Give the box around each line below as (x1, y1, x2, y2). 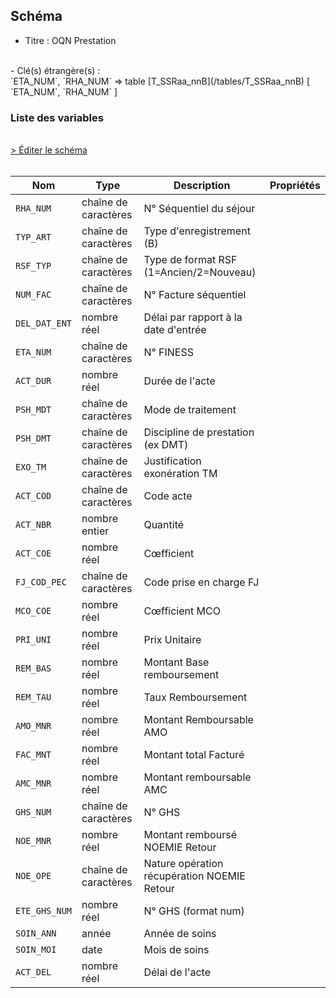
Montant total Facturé (143, 748, 245, 762)
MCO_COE (15, 605, 52, 617)
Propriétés (269, 179, 321, 193)
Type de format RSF (143, 253, 238, 267)
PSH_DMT (15, 433, 52, 444)
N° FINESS (143, 345, 195, 359)
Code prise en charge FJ (143, 575, 260, 589)
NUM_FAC (15, 289, 52, 301)
